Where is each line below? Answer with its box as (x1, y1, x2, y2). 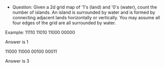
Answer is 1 (5, 39, 29, 45)
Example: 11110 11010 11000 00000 (5, 30, 76, 35)
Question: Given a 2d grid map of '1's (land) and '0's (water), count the (12, 4, 158, 10)
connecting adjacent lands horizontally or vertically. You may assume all (12, 15, 161, 20)
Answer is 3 (5, 58, 30, 64)
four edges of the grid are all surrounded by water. (12, 20, 116, 26)
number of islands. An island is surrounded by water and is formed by (12, 9, 156, 15)
